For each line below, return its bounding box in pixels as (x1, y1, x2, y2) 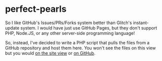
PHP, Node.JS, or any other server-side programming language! (5, 30, 135, 36)
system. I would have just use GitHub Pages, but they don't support (20, 25, 158, 30)
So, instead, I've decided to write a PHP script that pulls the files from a (5, 39, 150, 45)
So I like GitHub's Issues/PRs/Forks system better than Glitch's (5, 20, 132, 26)
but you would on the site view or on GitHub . (5, 50, 96, 56)
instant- (132, 20, 149, 26)
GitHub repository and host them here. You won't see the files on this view (5, 45, 156, 51)
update (5, 25, 20, 30)
